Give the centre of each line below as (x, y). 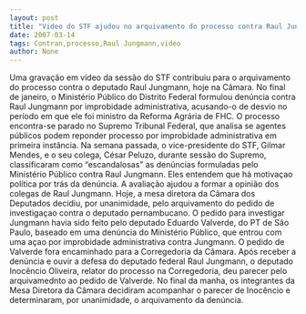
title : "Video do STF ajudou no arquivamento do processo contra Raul (146, 26)
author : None (34, 52)
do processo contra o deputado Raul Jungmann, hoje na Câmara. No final (148, 87)
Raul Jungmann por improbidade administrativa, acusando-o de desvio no (148, 106)
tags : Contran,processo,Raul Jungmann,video (95, 43)
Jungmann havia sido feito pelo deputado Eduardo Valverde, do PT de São (149, 223)
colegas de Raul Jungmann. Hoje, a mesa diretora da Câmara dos (133, 194)
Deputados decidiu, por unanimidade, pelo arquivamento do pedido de (142, 203)
